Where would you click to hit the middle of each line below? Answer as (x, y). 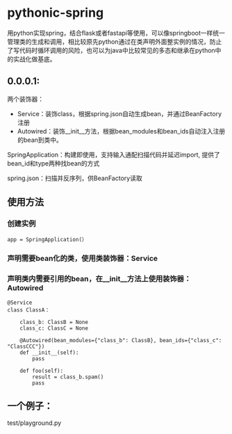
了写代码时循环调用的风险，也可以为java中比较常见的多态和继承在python (111, 50)
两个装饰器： (25, 99)
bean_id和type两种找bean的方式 (53, 163)
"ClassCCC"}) (26, 346)
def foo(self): (42, 371)
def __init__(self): (49, 353)
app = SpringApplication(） (47, 240)
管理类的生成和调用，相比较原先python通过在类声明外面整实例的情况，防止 (115, 41)
